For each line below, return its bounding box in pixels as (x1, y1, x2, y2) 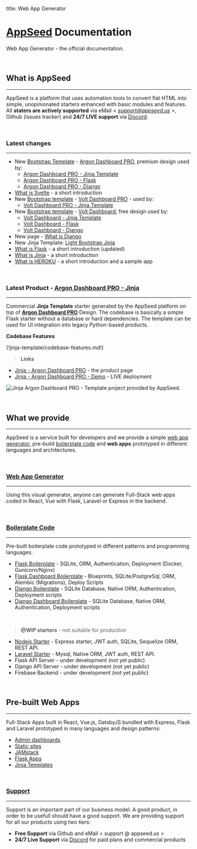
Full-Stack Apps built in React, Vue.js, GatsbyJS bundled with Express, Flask (6, 719, 191, 726)
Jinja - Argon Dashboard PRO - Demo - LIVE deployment (14, 373, 152, 380)
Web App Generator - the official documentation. (6, 45, 124, 52)
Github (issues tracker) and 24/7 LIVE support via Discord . (6, 113, 148, 120)
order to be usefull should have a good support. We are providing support (6, 812, 184, 819)
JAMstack (14, 749, 39, 756)
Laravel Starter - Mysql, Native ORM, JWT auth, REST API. (14, 650, 155, 657)
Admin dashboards (14, 736, 60, 743)
